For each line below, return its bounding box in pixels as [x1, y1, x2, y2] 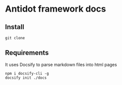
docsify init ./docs [5, 75, 47, 80]
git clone [5, 35, 25, 40]
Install [5, 23, 24, 31]
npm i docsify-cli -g [5, 71, 49, 76]
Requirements [5, 49, 49, 57]
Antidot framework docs [5, 3, 106, 15]
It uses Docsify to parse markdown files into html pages [5, 62, 117, 68]
